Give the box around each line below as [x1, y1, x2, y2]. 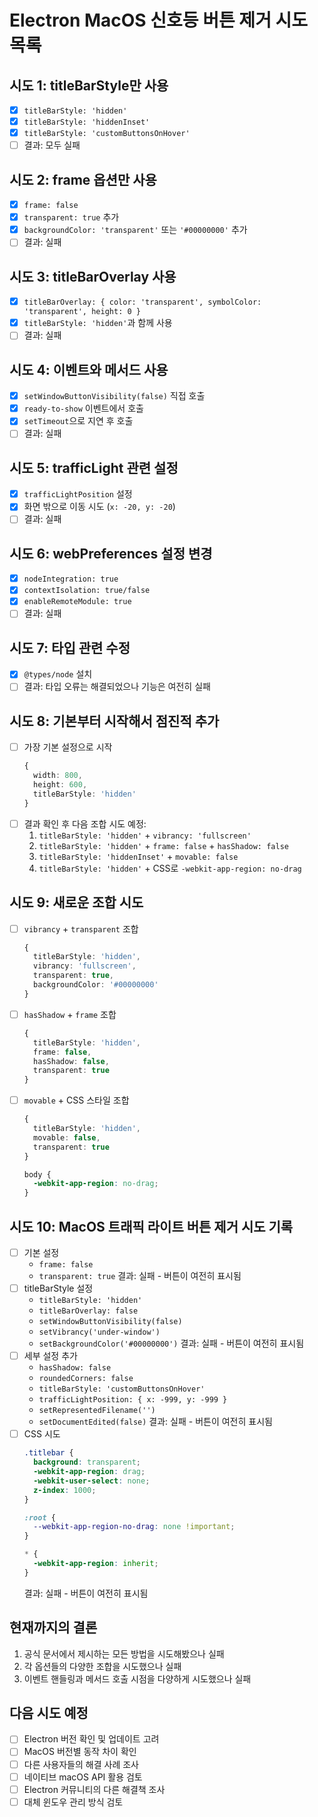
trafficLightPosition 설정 [23, 488, 133, 500]
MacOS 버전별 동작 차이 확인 [23, 1746, 137, 1758]
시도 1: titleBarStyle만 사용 [9, 77, 169, 94]
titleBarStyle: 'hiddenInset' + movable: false [38, 850, 239, 862]
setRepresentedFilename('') [38, 1406, 156, 1416]
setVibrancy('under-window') [38, 1327, 161, 1338]
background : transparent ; [33, 1457, 141, 1468]
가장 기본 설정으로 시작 [23, 741, 113, 753]
